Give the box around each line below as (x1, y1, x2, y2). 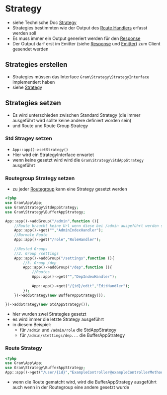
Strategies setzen (5, 99, 61, 107)
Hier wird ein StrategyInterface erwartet (12, 152, 94, 158)
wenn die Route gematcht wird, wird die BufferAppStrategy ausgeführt (12, 379, 157, 385)
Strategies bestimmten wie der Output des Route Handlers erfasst (12, 24, 148, 30)
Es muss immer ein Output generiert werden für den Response (12, 35, 141, 41)
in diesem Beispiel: (12, 322, 51, 328)
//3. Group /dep (23, 260, 57, 265)
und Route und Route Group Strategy (12, 123, 88, 129)
